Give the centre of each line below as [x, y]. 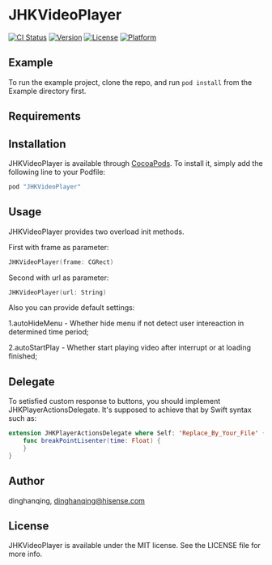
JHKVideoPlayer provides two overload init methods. [96, 232]
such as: [23, 418]
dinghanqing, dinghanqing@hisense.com [77, 500]
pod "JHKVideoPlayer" [45, 187]
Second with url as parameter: [59, 278]
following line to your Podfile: [57, 172]
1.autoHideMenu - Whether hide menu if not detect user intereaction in [126, 323]
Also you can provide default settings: [72, 308]
